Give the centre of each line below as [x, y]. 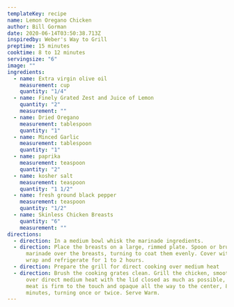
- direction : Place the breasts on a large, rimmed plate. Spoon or [115, 247]
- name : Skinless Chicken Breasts [63, 215]
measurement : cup [45, 85]
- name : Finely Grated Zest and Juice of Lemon [84, 98]
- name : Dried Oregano [46, 117]
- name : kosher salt [43, 176]
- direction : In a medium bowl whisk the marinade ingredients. [109, 241]
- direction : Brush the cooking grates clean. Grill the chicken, [112, 273]
